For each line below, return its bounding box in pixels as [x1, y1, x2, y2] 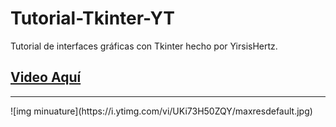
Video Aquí [10, 69, 82, 86]
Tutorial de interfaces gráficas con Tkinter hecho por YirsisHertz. [10, 40, 278, 52]
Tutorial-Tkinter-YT [10, 7, 175, 30]
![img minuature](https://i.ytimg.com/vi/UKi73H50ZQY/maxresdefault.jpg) [10, 105, 313, 117]
